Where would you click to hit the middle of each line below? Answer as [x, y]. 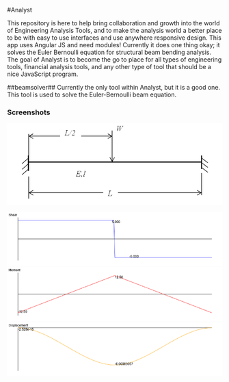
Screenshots [29, 112]
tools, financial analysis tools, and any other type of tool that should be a [109, 67]
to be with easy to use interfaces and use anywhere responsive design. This [114, 38]
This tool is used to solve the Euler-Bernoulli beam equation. [92, 94]
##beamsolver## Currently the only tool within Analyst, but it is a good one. [114, 87]
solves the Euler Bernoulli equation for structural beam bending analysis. [109, 52]
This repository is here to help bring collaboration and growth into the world [113, 23]
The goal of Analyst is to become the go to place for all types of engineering [114, 60]
